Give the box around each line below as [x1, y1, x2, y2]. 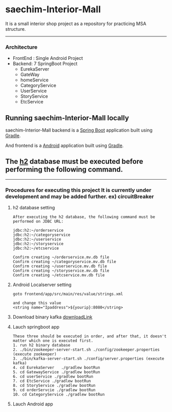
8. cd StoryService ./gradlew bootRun [12, 383, 96, 388]
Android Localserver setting [12, 281, 72, 288]
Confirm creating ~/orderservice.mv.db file [12, 255, 110, 260]
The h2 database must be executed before [5, 157, 143, 166]
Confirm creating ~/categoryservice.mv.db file [12, 259, 116, 265]
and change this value [12, 300, 61, 306]
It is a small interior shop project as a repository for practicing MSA [5, 20, 147, 27]
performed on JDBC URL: [12, 219, 64, 224]
